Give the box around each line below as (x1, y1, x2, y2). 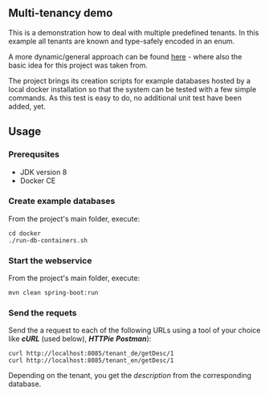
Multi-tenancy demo (8, 6, 113, 20)
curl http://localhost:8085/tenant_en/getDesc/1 (8, 356, 174, 364)
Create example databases (8, 196, 116, 207)
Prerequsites (8, 149, 60, 160)
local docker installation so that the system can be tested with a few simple (8, 84, 257, 94)
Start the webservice (8, 255, 92, 266)
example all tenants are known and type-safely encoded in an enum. (8, 36, 235, 46)
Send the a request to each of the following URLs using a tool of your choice (8, 325, 261, 336)
